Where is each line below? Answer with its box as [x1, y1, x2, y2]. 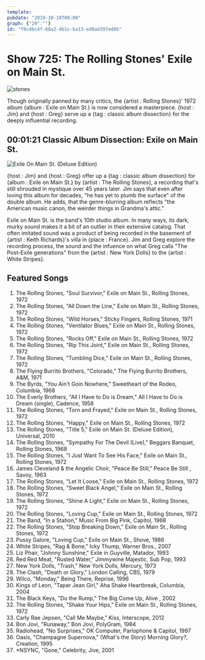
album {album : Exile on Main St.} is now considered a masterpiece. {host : [7, 104, 195, 111]
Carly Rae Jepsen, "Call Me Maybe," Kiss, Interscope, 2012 [15, 614, 165, 621]
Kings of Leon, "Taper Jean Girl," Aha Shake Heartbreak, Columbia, [15, 581, 185, 588]
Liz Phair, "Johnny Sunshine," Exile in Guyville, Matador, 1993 [15, 549, 170, 556]
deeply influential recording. [7, 117, 78, 124]
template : [7, 9, 32, 15]
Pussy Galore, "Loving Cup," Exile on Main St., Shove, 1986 [15, 536, 164, 543]
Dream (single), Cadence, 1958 [15, 400, 94, 407]
